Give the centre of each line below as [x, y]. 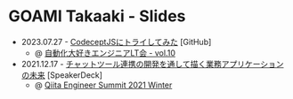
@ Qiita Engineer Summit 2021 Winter [103, 85]
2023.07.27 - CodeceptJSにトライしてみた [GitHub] [116, 42]
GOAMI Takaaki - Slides [97, 16]
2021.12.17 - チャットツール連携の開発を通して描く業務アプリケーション [152, 64]
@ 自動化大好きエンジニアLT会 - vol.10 [105, 53]
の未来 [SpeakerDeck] [62, 75]
